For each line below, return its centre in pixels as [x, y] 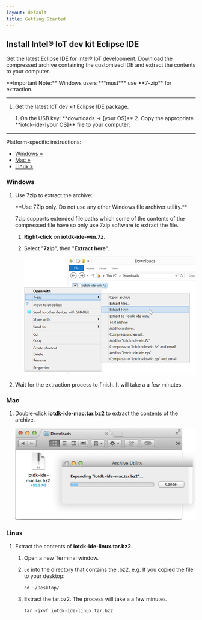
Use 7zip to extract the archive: [54, 195]
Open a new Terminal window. [61, 558]
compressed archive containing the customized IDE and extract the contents [101, 65]
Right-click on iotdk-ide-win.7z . [64, 236]
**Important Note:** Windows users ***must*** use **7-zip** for [89, 83]
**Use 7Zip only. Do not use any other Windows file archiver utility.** [101, 207]
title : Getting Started [36, 19]
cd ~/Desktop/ [41, 588]
